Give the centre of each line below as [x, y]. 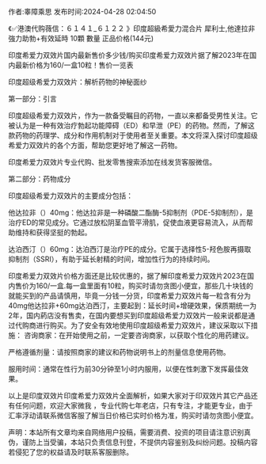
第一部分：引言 [32, 99]
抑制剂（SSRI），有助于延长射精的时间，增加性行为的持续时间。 [111, 259]
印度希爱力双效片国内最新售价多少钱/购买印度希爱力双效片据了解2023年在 [129, 55]
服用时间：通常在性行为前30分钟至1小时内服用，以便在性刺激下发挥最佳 [125, 369]
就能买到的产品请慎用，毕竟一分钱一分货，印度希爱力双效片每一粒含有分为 [129, 296]
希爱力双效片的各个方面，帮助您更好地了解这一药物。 [95, 145]
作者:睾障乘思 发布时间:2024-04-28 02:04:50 [82, 11]
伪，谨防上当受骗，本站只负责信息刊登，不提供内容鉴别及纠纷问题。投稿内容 [133, 442]
